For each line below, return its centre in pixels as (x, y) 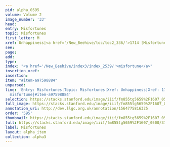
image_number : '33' (26, 19)
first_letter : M (22, 38)
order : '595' (19, 113)
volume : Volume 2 (24, 15)
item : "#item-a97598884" (31, 80)
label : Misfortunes (26, 127)
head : (11, 24)
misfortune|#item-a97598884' (40, 94)
